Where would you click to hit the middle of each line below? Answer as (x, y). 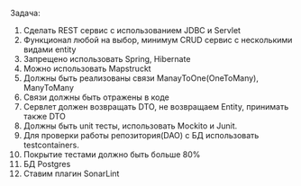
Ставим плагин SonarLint (71, 173)
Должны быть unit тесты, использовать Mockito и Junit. (130, 126)
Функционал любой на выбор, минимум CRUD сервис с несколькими (158, 40)
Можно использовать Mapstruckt (87, 68)
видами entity (50, 49)
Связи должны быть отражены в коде (96, 97)
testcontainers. (51, 145)
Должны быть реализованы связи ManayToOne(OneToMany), (141, 78)
